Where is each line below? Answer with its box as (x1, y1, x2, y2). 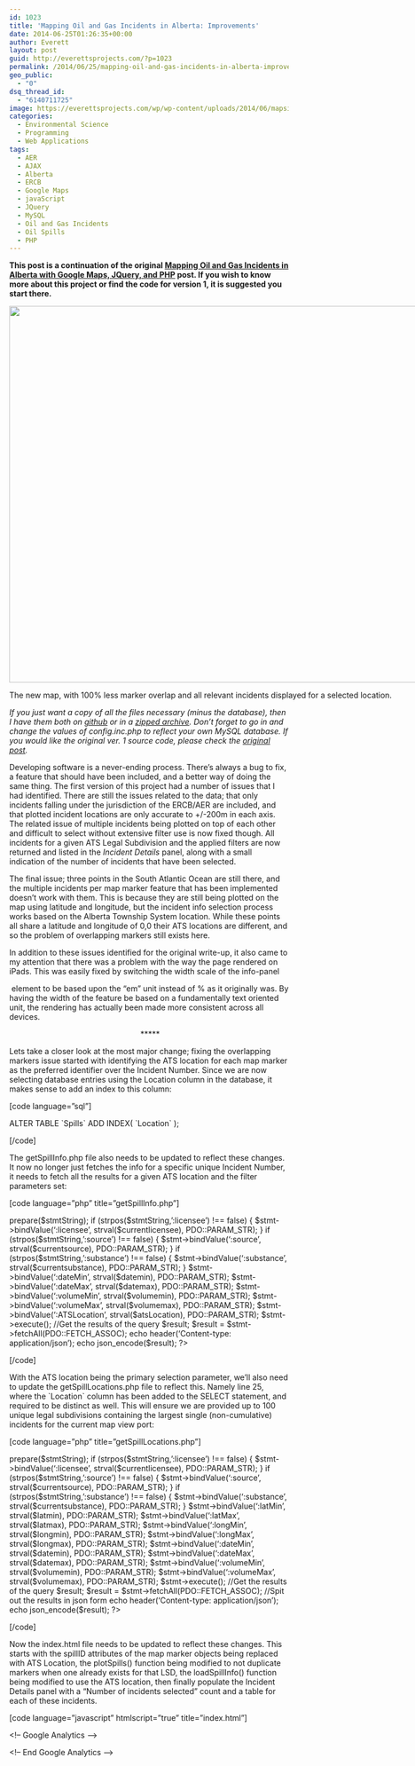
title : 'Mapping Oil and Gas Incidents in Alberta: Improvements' (9, 21, 260, 30)
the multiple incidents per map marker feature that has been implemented (9, 883, 278, 894)
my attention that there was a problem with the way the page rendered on (9, 957, 278, 967)
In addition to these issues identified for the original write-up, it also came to (9, 947, 288, 958)
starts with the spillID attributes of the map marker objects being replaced (9, 1648, 278, 1660)
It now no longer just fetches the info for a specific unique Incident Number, (9, 1162, 286, 1172)
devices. (9, 1012, 41, 1022)
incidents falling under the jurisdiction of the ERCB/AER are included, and (9, 800, 277, 810)
